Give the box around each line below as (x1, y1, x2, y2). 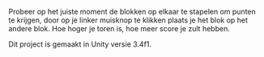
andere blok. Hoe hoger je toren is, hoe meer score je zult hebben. (8, 24, 231, 33)
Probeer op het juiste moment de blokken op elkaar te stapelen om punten (8, 7, 257, 16)
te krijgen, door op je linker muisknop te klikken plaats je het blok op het (8, 15, 249, 25)
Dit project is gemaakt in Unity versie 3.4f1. (8, 39, 152, 49)
